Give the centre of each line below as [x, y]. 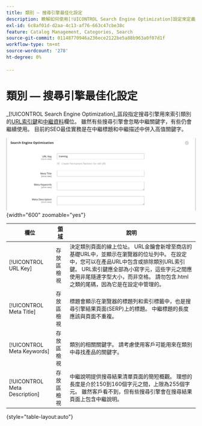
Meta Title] [22, 312]
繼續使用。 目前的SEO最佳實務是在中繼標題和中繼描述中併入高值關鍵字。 [97, 129]
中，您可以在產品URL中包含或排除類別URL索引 [127, 262]
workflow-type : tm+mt [33, 45]
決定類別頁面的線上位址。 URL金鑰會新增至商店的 [131, 246]
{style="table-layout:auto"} [40, 416]
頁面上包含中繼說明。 [96, 399]
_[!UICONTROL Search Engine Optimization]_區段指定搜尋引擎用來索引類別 [99, 114]
